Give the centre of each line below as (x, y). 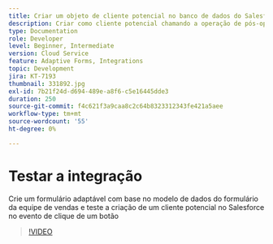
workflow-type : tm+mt (45, 114)
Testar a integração (76, 176)
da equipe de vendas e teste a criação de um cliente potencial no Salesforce (136, 207)
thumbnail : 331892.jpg (47, 83)
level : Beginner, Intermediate (61, 46)
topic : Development (41, 69)
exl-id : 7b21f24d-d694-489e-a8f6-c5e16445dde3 (89, 91)
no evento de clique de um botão (64, 216)
